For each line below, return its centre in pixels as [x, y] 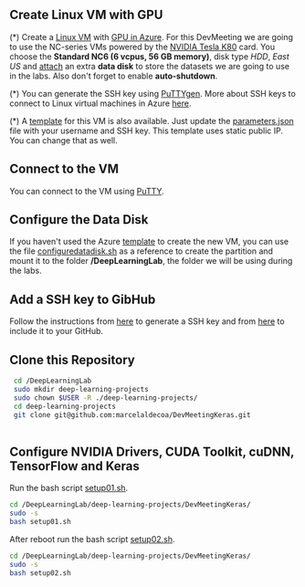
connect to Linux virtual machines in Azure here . [100, 103]
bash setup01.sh [40, 521]
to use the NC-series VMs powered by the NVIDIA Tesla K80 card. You [142, 47]
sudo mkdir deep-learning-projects [81, 389]
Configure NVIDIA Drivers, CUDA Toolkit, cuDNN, [152, 451]
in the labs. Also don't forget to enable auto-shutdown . [114, 76]
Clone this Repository [72, 360]
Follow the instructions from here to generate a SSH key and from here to [147, 321]
